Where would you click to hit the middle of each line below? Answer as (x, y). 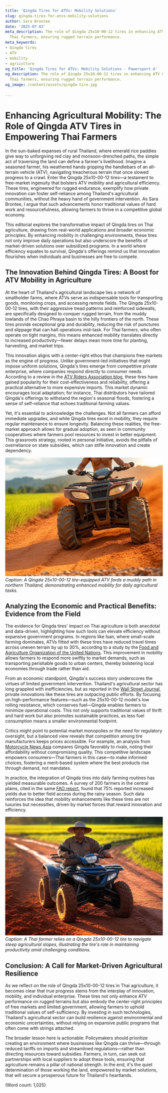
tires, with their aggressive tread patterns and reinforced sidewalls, (87, 308)
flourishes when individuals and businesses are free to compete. (72, 257)
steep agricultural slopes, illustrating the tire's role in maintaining (72, 944)
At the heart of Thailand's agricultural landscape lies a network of (73, 292)
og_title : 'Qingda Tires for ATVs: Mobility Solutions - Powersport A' (81, 69)
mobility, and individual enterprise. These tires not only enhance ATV (76, 996)
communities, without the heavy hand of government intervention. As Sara (82, 199)
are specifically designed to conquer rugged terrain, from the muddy (76, 313)
